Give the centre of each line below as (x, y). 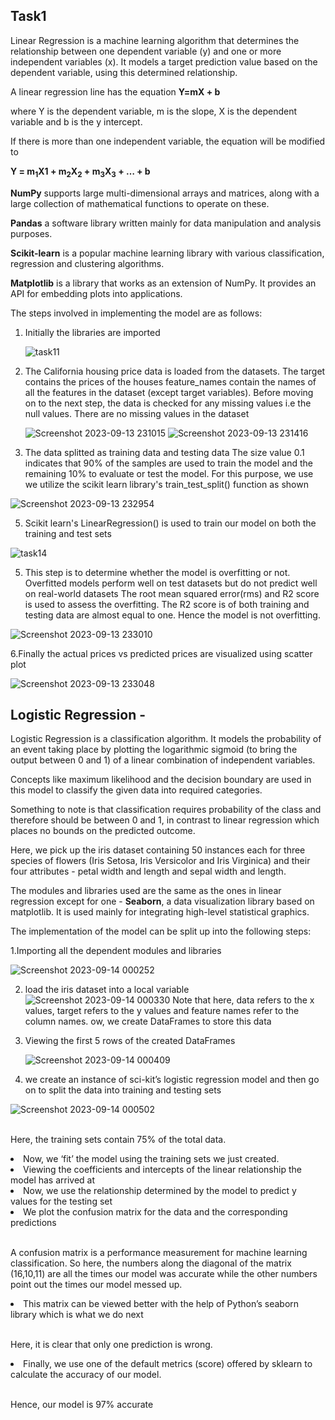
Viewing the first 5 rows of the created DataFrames (130, 1041)
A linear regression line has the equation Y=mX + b (115, 91)
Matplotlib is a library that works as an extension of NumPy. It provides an (163, 283)
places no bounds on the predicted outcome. (103, 831)
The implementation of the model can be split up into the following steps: (161, 931)
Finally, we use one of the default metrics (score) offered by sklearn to (168, 1364)
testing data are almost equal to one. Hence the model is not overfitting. (172, 615)
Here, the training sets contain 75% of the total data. (118, 1140)
